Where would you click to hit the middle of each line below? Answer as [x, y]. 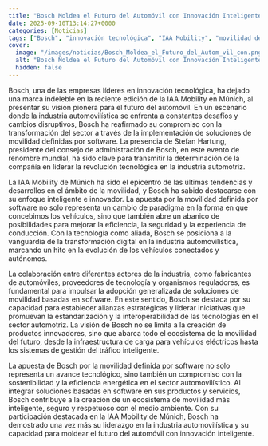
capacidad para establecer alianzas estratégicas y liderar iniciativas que [127, 307]
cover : [19, 45]
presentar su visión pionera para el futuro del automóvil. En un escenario [128, 107]
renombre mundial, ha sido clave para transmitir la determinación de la [124, 158]
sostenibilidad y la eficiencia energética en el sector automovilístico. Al [124, 382]
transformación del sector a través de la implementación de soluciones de [130, 132]
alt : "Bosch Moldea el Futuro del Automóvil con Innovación [117, 61]
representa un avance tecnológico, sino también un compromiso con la [125, 374]
